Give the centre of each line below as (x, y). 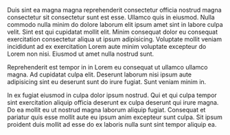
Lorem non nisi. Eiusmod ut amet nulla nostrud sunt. (81, 54)
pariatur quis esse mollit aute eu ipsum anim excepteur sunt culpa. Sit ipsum (115, 117)
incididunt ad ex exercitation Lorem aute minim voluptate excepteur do (107, 46)
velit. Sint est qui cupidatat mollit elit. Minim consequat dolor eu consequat (113, 32)
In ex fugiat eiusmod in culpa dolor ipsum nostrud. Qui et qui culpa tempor (112, 95)
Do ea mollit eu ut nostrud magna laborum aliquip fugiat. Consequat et (106, 110)
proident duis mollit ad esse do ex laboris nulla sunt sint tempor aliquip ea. (112, 124)
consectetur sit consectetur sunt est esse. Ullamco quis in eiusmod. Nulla (111, 17)
